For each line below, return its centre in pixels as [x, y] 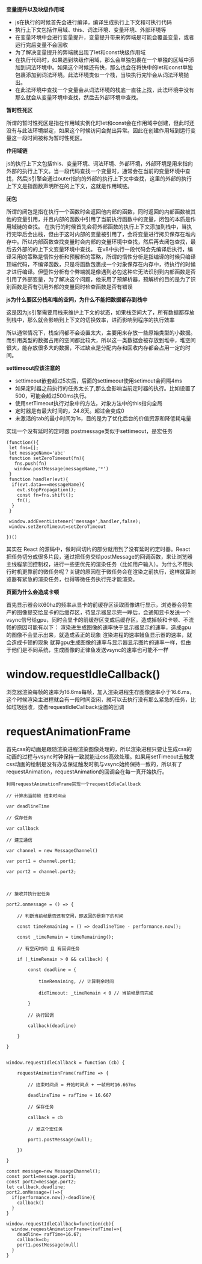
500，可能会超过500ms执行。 [52, 396]
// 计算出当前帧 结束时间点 [36, 796]
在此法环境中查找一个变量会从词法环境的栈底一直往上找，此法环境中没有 [104, 90]
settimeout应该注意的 [33, 368]
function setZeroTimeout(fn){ [47, 458]
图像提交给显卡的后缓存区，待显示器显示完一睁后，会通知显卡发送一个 [103, 612]
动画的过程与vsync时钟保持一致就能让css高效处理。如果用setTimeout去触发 [100, 756]
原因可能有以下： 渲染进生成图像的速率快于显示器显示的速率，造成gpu [104, 627]
